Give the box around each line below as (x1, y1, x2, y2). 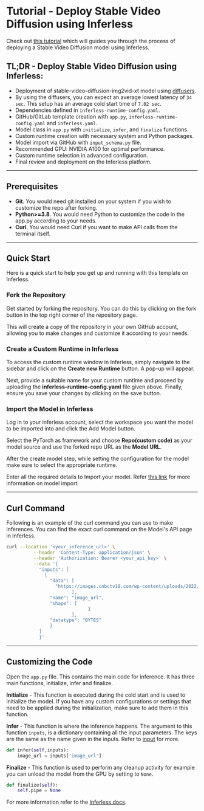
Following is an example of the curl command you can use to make (6, 519, 173, 526)
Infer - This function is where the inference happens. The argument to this (6, 722, 192, 730)
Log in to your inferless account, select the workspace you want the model (6, 418, 193, 426)
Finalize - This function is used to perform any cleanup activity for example (6, 764, 195, 771)
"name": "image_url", (49, 595, 104, 601)
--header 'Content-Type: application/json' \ (33, 549, 151, 556)
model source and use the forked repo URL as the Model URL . (6, 443, 162, 450)
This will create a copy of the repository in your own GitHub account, (6, 323, 179, 330)
